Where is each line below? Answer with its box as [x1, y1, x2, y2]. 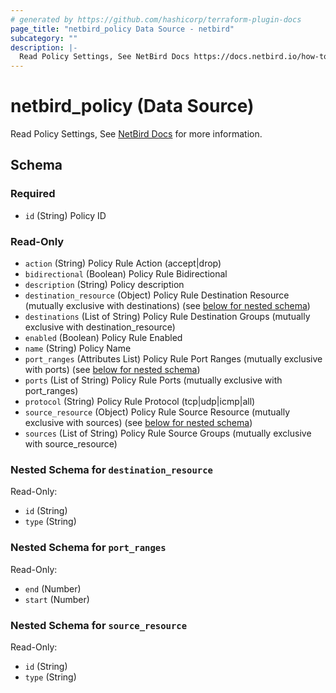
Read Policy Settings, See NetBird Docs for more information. [10, 128, 263, 140]
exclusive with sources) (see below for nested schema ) [24, 417, 253, 429]
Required [10, 187, 56, 201]
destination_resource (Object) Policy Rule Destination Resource [24, 289, 290, 301]
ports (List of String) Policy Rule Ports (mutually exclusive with [24, 374, 283, 386]
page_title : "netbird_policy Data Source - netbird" [10, 24, 235, 34]
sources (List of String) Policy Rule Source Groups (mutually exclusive [24, 427, 312, 440]
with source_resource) [24, 438, 118, 450]
